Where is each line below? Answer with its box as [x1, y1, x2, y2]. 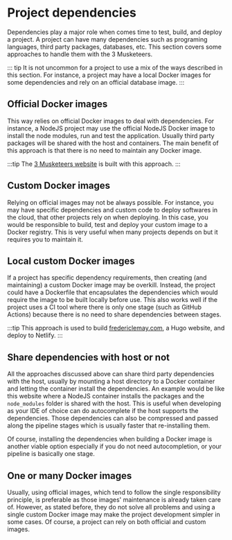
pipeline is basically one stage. [7, 450, 96, 458]
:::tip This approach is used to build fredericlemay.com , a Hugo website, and [7, 324, 225, 332]
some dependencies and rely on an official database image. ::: [7, 78, 185, 86]
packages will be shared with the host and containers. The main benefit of [7, 139, 220, 147]
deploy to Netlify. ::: [7, 331, 63, 339]
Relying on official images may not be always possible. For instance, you [7, 198, 214, 206]
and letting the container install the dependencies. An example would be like [7, 385, 225, 393]
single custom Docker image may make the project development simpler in [7, 510, 220, 518]
